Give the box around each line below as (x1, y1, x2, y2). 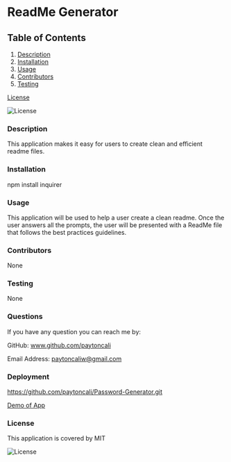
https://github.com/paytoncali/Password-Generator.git (7, 388, 163, 396)
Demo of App (7, 401, 46, 410)
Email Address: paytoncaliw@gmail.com (7, 354, 122, 363)
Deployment (7, 372, 50, 381)
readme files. (7, 147, 45, 156)
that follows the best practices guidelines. (7, 228, 127, 236)
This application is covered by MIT (7, 434, 106, 443)
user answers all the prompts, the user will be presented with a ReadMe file (7, 220, 223, 229)
